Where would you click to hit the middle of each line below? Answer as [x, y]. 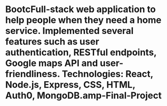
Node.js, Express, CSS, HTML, [70, 85]
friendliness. [33, 74]
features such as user [52, 42]
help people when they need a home [83, 20]
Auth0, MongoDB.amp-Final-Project [83, 96]
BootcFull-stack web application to [81, 9]
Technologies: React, [108, 74]
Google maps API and [52, 63]
